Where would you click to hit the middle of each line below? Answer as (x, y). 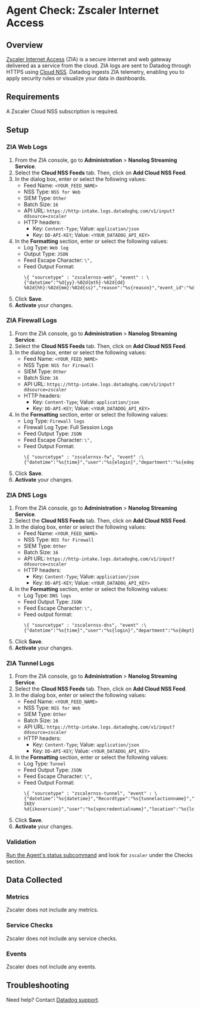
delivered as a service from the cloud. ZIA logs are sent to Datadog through (99, 65)
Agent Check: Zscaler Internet (82, 10)
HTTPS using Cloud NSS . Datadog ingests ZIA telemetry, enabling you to (95, 72)
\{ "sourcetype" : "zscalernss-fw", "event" (80, 457)
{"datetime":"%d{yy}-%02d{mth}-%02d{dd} (74, 282)
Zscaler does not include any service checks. (62, 938)
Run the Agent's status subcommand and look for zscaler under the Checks (100, 855)
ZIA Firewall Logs (32, 320)
